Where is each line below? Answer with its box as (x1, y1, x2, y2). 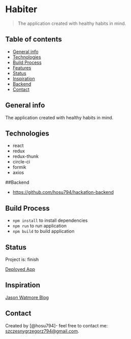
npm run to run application (12, 223, 67, 229)
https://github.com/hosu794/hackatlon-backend (12, 189, 114, 195)
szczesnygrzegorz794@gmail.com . (5, 328, 80, 334)
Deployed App (5, 266, 36, 272)
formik (12, 164, 26, 171)
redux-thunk (12, 153, 39, 159)
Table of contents (5, 35, 62, 44)
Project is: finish (5, 256, 39, 262)
